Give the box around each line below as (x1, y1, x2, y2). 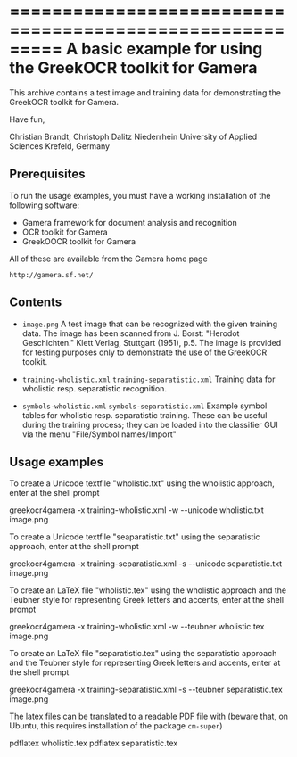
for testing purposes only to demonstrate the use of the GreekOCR (21, 347, 268, 358)
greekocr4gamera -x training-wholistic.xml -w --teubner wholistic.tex (9, 621, 265, 632)
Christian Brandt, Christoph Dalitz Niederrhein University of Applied (9, 131, 258, 142)
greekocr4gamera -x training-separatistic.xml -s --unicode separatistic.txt (9, 558, 283, 569)
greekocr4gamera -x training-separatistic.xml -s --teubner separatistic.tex (9, 684, 283, 695)
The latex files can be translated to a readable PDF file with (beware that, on (9, 711, 288, 722)
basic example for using (81, 39, 263, 59)
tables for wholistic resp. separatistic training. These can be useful (21, 409, 268, 420)
